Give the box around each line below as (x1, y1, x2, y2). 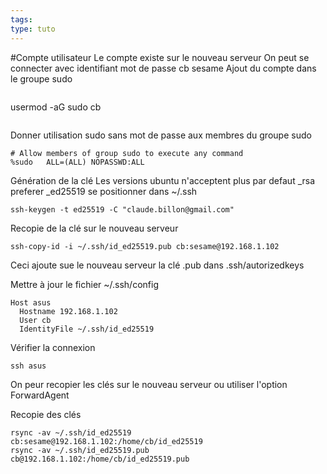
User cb (19, 315, 52, 325)
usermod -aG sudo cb (10, 101, 102, 113)
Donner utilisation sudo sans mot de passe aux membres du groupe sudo (10, 129, 312, 141)
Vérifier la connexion (10, 341, 96, 353)
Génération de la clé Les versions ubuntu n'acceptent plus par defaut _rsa (10, 174, 316, 186)
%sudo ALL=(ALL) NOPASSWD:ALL (10, 157, 145, 167)
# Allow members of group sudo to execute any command (10, 148, 244, 158)
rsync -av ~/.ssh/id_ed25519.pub (10, 445, 150, 455)
